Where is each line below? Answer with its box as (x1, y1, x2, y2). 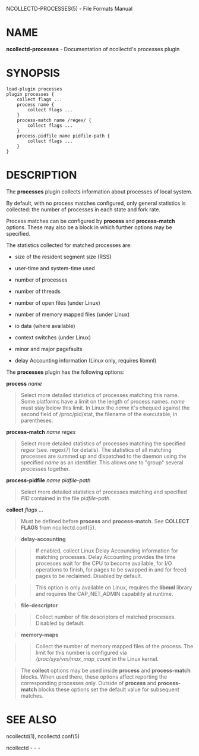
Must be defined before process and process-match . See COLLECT (20, 517, 190, 524)
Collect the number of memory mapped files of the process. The (35, 642, 194, 649)
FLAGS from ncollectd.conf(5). (20, 524, 96, 531)
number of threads (14, 288, 61, 295)
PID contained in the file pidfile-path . (20, 494, 111, 502)
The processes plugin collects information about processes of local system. (6, 188, 193, 195)
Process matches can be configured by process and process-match (6, 217, 175, 224)
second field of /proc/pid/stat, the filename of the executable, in (20, 410, 178, 417)
